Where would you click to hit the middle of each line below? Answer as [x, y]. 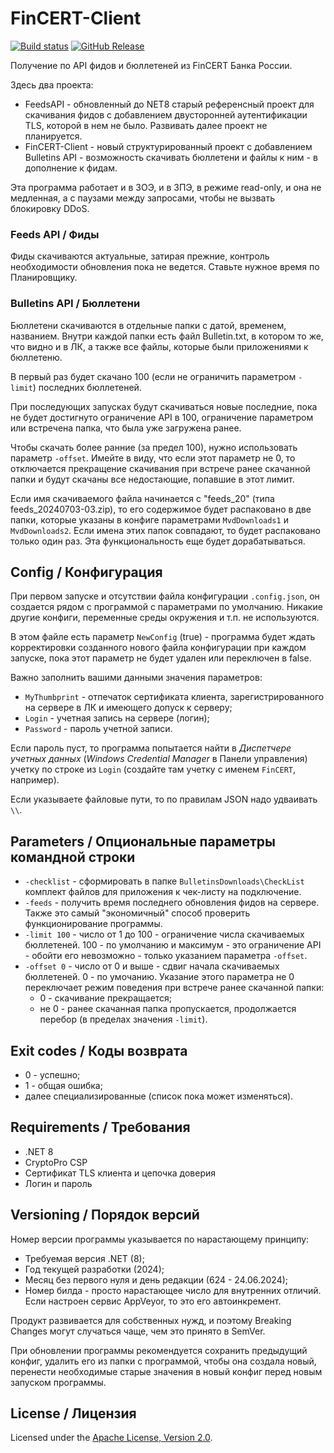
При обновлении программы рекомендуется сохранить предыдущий [159, 1350]
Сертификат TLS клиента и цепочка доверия [120, 1173]
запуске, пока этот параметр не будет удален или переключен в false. [161, 658]
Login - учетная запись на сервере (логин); [117, 718]
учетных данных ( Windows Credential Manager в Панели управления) [159, 759]
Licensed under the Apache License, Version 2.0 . [111, 1438]
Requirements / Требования [100, 1127]
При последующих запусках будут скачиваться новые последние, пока [164, 406]
